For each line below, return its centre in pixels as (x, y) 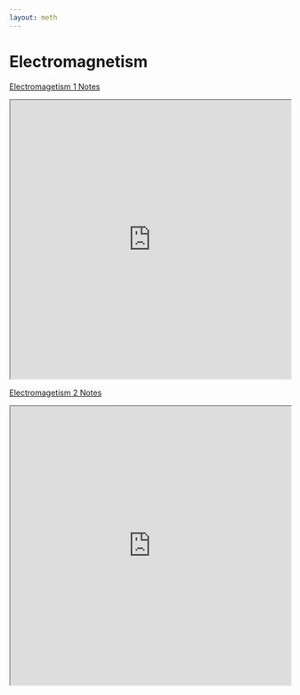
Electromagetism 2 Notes (56, 393)
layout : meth (33, 17)
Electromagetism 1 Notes (55, 87)
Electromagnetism (79, 61)
